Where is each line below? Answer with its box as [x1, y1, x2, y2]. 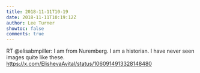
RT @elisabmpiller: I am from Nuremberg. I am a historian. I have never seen [6, 47, 195, 54]
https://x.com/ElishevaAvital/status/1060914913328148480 [6, 60, 152, 68]
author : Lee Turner [6, 20, 55, 26]
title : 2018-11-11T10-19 [6, 8, 68, 15]
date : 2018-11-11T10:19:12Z [6, 14, 77, 20]
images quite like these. [6, 54, 65, 61]
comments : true [6, 31, 44, 37]
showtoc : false [6, 25, 44, 32]
